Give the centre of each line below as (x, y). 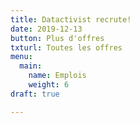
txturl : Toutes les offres (66, 47)
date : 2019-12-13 (46, 29)
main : (31, 66)
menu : (21, 57)
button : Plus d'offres (57, 38)
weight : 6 (49, 85)
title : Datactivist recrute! (71, 19)
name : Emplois (57, 76)
